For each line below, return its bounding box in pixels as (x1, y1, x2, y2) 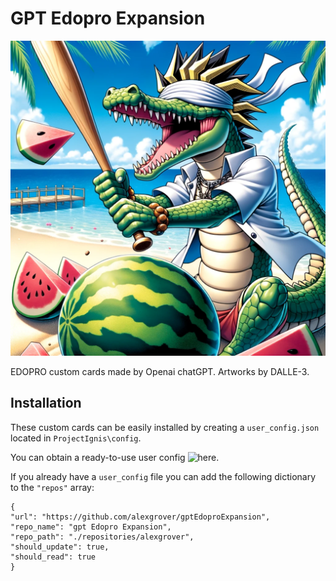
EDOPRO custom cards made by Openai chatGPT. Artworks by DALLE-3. (10, 365, 310, 377)
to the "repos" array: (10, 481, 95, 493)
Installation (10, 395, 82, 412)
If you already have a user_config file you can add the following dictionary (10, 470, 317, 482)
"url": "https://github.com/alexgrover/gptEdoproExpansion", (10, 512, 271, 522)
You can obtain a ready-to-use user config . (10, 451, 220, 463)
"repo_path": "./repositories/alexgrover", (10, 532, 195, 542)
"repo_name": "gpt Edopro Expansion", (10, 522, 172, 532)
